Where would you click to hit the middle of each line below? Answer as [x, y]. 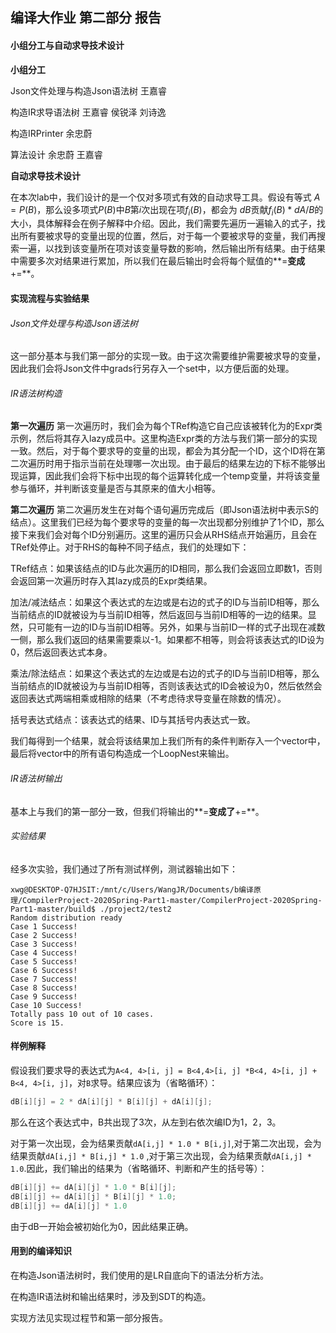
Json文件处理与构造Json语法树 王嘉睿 [89, 90]
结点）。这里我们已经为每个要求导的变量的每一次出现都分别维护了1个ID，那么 [167, 522]
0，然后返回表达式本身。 [61, 652]
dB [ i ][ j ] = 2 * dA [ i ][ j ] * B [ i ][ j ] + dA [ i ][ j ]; [111, 1102]
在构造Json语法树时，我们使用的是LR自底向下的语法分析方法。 [139, 1275]
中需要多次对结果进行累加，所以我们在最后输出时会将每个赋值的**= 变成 [158, 261]
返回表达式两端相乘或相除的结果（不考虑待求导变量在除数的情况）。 [148, 699]
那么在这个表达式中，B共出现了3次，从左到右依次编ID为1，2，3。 [146, 1122]
